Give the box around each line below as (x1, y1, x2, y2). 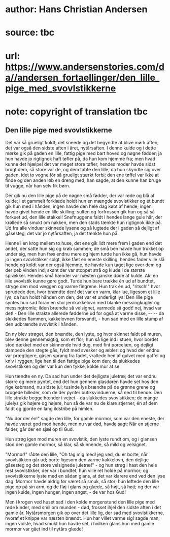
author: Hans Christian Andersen (5, 4, 148, 15)
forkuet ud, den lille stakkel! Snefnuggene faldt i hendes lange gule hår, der (5, 214, 162, 220)
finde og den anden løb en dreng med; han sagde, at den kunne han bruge (5, 177, 161, 183)
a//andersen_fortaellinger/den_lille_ (5, 72, 160, 83)
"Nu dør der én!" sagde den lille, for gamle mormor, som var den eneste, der (5, 415, 165, 421)
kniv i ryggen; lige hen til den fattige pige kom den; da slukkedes (5, 358, 141, 364)
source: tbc (5, 27, 55, 39)
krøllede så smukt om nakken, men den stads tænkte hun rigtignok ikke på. (5, 219, 162, 226)
